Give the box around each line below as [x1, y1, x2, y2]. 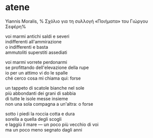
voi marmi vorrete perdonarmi [5, 59, 67, 65]
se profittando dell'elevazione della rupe [5, 64, 89, 71]
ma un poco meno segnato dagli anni [5, 126, 82, 132]
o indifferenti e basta [5, 44, 48, 50]
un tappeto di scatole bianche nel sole [5, 85, 85, 91]
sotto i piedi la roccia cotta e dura [5, 110, 75, 117]
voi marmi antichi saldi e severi [5, 33, 70, 39]
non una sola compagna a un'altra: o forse [5, 101, 93, 107]
